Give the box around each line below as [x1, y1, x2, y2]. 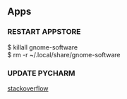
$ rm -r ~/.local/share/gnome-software [7, 50, 121, 59]
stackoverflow [7, 84, 49, 93]
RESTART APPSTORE [7, 27, 81, 37]
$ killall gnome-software [7, 42, 78, 52]
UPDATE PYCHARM [7, 68, 75, 78]
